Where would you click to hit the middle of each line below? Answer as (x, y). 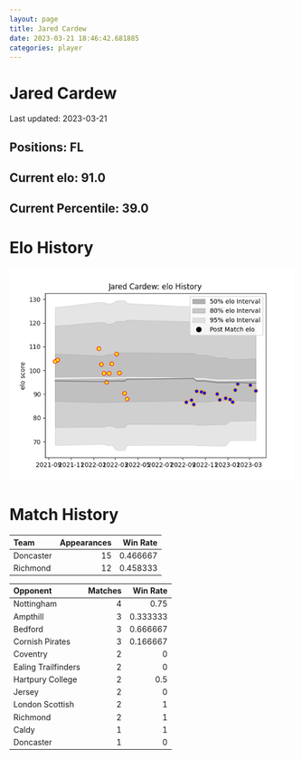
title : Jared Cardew (48, 28)
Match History (64, 515)
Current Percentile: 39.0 (79, 209)
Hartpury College (45, 679)
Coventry (30, 654)
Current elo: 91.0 (57, 178)
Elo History (52, 247)
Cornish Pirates (42, 641)
